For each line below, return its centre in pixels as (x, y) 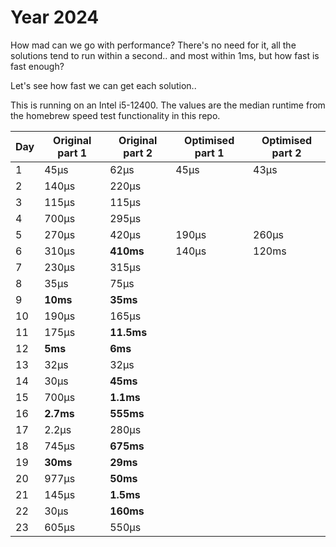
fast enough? (37, 66)
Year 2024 (55, 17)
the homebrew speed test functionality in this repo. (115, 115)
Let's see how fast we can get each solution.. (103, 85)
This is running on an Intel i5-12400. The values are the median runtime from (168, 105)
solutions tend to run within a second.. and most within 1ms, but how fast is (165, 55)
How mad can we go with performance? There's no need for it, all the (153, 45)
